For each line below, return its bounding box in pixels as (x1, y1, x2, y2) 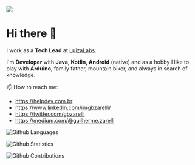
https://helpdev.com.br (15, 97, 73, 104)
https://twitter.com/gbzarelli (15, 110, 85, 118)
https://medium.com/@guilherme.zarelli (15, 116, 115, 124)
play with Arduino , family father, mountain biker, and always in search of (6, 64, 188, 72)
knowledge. (6, 71, 36, 78)
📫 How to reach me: (6, 83, 58, 90)
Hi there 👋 (6, 27, 56, 41)
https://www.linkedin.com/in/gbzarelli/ (15, 104, 111, 111)
